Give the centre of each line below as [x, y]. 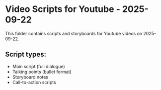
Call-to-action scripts [34, 82]
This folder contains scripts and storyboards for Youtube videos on [74, 33]
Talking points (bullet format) [42, 72]
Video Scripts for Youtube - [63, 9]
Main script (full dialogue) [39, 66]
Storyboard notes [30, 77]
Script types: [26, 54]
